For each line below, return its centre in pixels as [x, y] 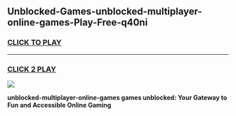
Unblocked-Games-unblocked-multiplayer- [105, 12]
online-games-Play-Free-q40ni [78, 23]
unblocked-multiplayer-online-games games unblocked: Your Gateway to [117, 97]
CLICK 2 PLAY [32, 69]
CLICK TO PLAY [34, 43]
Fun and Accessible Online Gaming [59, 105]
